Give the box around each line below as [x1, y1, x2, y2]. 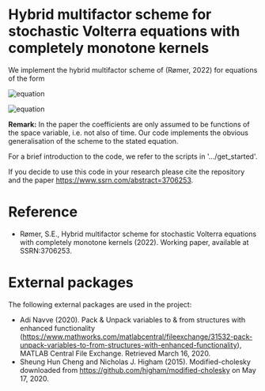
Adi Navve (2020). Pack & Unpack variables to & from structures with [19, 314, 246, 325]
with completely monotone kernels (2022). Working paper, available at [19, 237, 249, 246]
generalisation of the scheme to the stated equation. [8, 136, 179, 145]
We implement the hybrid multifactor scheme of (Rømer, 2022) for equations [8, 65, 258, 74]
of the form [8, 73, 45, 83]
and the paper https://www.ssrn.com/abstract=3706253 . [8, 175, 194, 185]
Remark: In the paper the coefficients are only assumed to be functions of [8, 119, 251, 129]
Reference [8, 203, 78, 221]
